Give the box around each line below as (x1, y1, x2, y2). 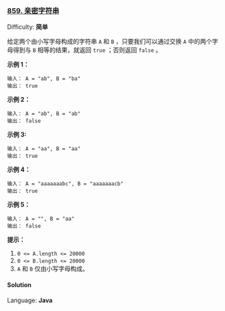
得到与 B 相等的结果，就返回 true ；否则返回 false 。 (12, 46, 162, 54)
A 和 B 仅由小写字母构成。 (16, 265, 89, 273)
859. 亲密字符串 (7, 5, 59, 15)
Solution (7, 280, 32, 288)
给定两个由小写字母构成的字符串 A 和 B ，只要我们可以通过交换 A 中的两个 (7, 38, 213, 46)
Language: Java (7, 296, 53, 304)
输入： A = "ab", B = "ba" (7, 75, 81, 83)
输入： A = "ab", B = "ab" (7, 111, 81, 118)
